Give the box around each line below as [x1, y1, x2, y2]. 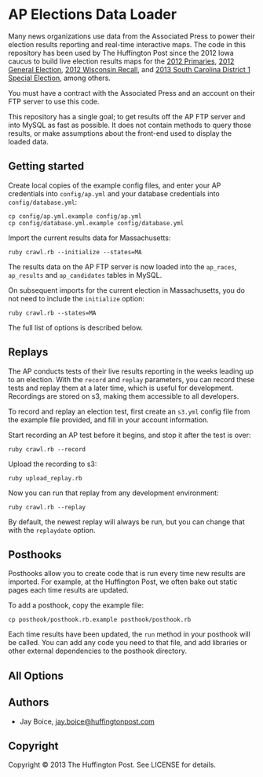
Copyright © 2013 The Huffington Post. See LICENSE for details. [8, 760, 217, 770]
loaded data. [8, 137, 49, 146]
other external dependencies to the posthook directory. [8, 646, 187, 656]
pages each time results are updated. [8, 585, 130, 595]
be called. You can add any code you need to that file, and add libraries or [8, 638, 247, 647]
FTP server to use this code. [8, 97, 100, 106]
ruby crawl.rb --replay [8, 503, 86, 511]
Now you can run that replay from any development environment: [8, 488, 219, 498]
